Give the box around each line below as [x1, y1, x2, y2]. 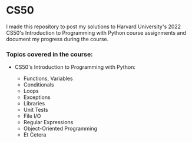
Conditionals [23, 81, 54, 88]
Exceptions [23, 94, 51, 101]
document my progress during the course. [6, 35, 109, 42]
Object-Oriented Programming [23, 125, 98, 132]
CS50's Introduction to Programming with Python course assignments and [6, 29, 187, 36]
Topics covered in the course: [6, 50, 93, 58]
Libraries [23, 100, 45, 107]
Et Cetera [23, 131, 47, 138]
